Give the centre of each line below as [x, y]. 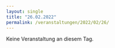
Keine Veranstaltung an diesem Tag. [50, 39]
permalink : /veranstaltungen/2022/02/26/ [58, 22]
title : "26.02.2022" [32, 17]
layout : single [25, 11]
